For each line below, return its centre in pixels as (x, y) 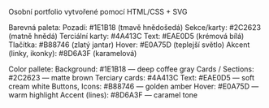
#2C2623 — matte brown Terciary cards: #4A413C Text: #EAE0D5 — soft (131, 78)
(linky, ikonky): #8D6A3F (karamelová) (73, 53)
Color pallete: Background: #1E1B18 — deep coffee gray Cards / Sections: (131, 69)
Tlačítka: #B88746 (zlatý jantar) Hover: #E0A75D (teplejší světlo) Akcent (129, 45)
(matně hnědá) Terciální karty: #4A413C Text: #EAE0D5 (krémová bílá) (126, 36)
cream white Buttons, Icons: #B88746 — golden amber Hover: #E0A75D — (134, 86)
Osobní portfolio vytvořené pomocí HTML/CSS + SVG (98, 12)
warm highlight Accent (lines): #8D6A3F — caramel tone (103, 95)
